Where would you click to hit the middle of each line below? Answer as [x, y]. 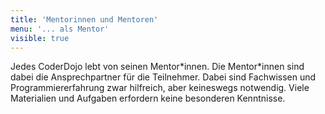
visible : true [40, 38]
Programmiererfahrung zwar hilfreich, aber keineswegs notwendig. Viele [160, 88]
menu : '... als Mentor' [60, 29]
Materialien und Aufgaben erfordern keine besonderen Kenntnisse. [148, 98]
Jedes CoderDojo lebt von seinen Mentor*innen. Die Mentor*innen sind [157, 67]
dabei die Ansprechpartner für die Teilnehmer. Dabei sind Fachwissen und [163, 77]
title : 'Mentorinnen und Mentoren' [84, 19]
